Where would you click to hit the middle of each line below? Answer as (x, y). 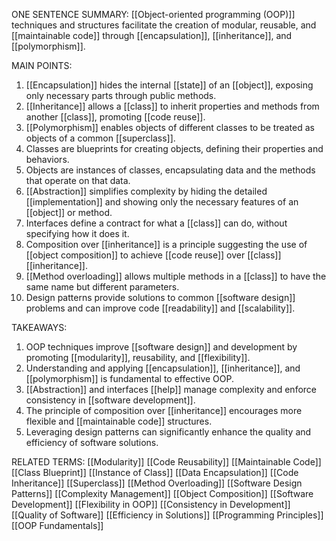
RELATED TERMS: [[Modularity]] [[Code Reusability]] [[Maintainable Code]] (166, 462)
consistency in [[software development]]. (110, 400)
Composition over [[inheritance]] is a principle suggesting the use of (166, 244)
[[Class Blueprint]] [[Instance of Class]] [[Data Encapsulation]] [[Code (155, 472)
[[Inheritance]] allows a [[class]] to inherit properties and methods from (172, 106)
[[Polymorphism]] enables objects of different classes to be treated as (170, 127)
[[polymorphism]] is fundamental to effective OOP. (129, 378)
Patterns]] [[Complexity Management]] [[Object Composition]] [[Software (162, 493)
